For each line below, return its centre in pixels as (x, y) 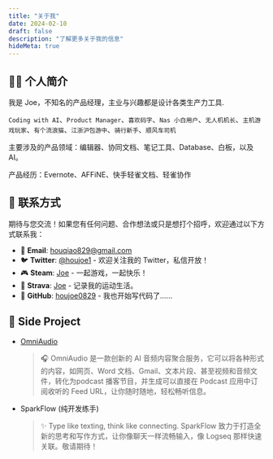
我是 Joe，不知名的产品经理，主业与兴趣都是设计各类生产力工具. (117, 102)
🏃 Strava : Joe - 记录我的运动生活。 (79, 285)
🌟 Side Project (45, 322)
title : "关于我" (34, 16)
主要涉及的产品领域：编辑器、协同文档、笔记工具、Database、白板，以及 (131, 146)
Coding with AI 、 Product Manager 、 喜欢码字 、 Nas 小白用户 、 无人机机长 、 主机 (132, 120)
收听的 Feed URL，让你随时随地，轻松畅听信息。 (129, 391)
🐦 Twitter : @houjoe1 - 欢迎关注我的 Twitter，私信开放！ (115, 260)
